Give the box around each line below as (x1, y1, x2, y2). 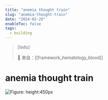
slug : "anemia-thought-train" (5, 12, 68, 17)
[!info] (17, 44, 30, 50)
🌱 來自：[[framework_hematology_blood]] (17, 54, 104, 60)
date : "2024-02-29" (5, 16, 46, 21)
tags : (5, 26, 16, 31)
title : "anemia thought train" (5, 7, 70, 12)
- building (9, 30, 32, 35)
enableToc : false (5, 21, 41, 26)
